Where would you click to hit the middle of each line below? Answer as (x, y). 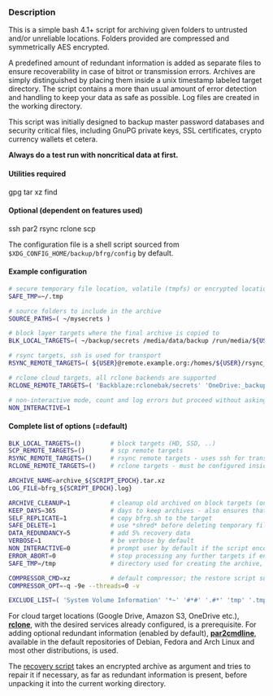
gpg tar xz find (33, 192)
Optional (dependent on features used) (76, 211)
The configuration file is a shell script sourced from (94, 244)
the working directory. (45, 106)
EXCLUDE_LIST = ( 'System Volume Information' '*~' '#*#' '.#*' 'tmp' (127, 601)
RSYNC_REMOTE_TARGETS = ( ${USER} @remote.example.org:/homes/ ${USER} (125, 363)
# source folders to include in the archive (85, 311)
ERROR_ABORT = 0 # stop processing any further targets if (132, 556)
